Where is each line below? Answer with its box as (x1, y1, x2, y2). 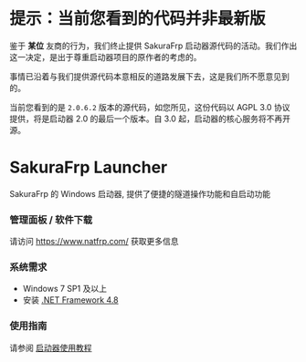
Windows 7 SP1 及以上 (22, 284, 108, 295)
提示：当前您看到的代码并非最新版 (9, 8, 267, 29)
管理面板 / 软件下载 (9, 213, 93, 226)
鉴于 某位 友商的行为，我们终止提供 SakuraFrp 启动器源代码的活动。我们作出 (9, 40, 298, 51)
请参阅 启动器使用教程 (9, 342, 92, 353)
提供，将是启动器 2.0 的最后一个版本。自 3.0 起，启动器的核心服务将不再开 (9, 113, 290, 124)
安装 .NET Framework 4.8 (22, 295, 119, 305)
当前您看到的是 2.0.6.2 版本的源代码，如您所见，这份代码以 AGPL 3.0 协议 (9, 101, 290, 112)
